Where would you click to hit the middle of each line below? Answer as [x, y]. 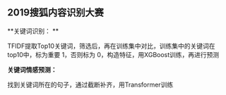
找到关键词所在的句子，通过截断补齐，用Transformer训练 [90, 84]
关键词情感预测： [32, 70]
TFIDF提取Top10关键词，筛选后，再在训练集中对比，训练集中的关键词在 [111, 46]
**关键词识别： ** [33, 31]
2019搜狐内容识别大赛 [56, 13]
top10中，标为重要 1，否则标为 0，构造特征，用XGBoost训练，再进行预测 [113, 54]
